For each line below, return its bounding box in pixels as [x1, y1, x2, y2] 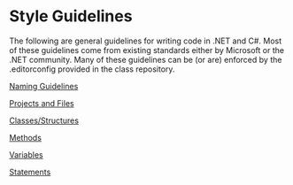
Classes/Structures [9, 115, 80, 126]
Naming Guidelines [9, 81, 79, 91]
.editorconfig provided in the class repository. [9, 64, 175, 74]
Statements [9, 166, 51, 177]
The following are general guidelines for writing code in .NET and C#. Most [9, 35, 282, 46]
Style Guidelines [9, 6, 133, 27]
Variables [9, 149, 43, 160]
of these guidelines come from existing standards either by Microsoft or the [9, 44, 285, 55]
